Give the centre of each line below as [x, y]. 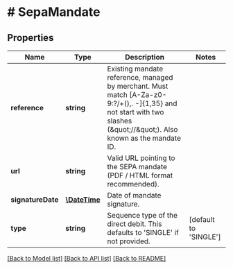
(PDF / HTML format [140, 175]
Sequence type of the [143, 215]
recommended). [133, 184]
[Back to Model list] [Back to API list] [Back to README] [87, 258]
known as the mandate [144, 138]
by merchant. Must [138, 86]
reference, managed [140, 77]
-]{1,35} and [156, 103]
